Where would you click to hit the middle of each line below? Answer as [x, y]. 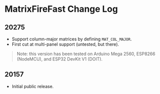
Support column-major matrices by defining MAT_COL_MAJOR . [72, 39]
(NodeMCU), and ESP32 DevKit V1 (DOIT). [60, 59]
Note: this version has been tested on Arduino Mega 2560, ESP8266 [86, 54]
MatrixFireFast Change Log [61, 9]
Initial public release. [32, 86]
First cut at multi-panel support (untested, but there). [65, 44]
